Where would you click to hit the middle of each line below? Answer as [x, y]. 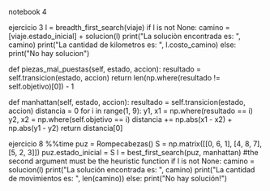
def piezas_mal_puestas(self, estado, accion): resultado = [105, 69]
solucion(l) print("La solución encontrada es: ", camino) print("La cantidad [132, 169]
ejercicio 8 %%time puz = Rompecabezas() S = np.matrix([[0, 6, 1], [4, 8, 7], [135, 144]
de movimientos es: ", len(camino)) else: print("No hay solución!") [118, 178]
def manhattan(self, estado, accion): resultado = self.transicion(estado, [127, 102]
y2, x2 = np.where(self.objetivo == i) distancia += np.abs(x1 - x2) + [120, 119]
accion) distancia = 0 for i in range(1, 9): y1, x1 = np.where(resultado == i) [131, 111]
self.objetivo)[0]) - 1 [41, 86]
